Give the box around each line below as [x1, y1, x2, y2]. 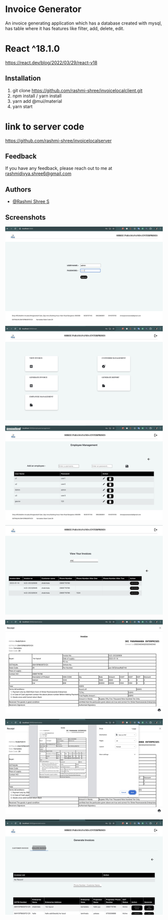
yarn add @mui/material [12, 98, 62, 104]
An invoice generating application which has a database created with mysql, [5, 20, 162, 26]
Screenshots [5, 213, 46, 222]
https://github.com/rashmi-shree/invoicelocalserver [5, 137, 112, 143]
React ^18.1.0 [5, 43, 60, 55]
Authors [5, 185, 31, 194]
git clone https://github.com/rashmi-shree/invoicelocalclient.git [12, 87, 142, 93]
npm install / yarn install [12, 93, 61, 99]
